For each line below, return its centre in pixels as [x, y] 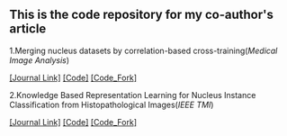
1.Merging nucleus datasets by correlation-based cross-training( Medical [143, 50]
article [28, 29]
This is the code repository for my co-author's [142, 15]
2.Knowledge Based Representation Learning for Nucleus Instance [133, 95]
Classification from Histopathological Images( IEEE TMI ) [112, 104]
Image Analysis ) [40, 60]
